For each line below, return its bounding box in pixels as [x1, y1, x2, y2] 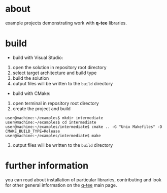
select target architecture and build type [12, 70, 97, 76]
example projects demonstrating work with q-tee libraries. [5, 20, 127, 26]
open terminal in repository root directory [12, 100, 99, 106]
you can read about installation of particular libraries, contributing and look [5, 176, 161, 183]
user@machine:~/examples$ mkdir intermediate [5, 115, 103, 120]
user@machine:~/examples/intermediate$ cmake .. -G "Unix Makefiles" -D [5, 124, 162, 130]
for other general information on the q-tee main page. [5, 182, 118, 188]
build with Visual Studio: [12, 54, 63, 60]
